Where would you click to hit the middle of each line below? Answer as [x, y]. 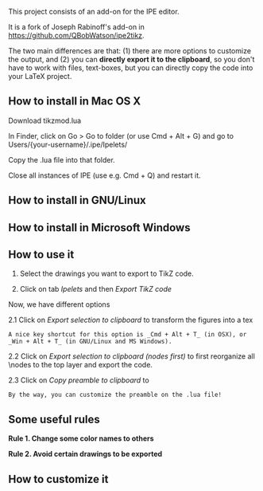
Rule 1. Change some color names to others [81, 438]
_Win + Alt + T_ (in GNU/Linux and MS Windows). [90, 342]
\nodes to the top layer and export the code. [81, 365]
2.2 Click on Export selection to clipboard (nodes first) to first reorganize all [132, 356]
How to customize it [58, 479]
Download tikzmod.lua [45, 120]
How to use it [41, 254]
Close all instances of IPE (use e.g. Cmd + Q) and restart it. [104, 175]
